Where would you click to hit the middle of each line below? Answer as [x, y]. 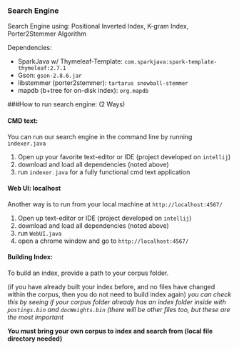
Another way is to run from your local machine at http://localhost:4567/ [115, 204]
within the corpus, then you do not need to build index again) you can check [119, 294]
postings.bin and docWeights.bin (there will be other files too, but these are [119, 309]
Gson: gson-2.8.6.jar [50, 75]
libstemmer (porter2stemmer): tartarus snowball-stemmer [103, 83]
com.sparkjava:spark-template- [171, 62]
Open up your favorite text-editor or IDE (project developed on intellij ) [124, 156]
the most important [36, 317]
